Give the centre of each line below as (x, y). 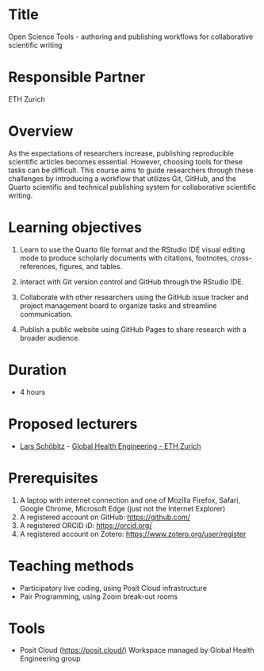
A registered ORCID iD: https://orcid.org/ (86, 525)
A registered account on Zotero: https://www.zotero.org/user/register (133, 534)
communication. (46, 314)
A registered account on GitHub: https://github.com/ (105, 517)
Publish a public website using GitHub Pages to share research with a (133, 329)
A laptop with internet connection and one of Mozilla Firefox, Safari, (130, 500)
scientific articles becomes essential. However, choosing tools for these (126, 161)
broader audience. (50, 337)
